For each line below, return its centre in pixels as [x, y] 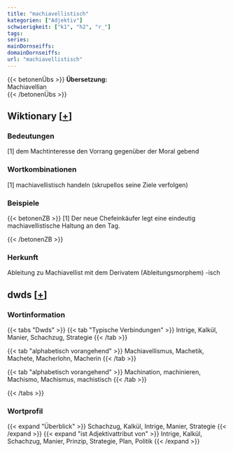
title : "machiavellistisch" [48, 14]
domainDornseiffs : [34, 53]
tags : [15, 33]
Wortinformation [36, 315]
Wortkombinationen [42, 170]
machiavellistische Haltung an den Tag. [64, 226]
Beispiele [23, 203]
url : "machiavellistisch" [45, 60]
